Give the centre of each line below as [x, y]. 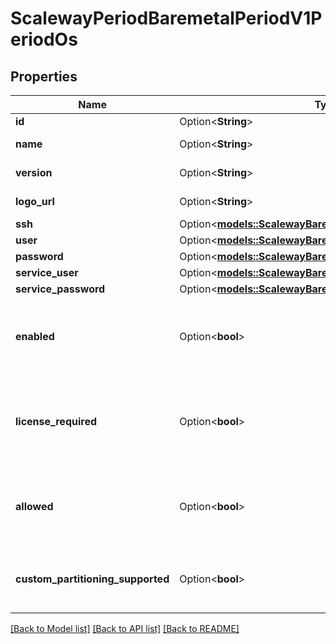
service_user [47, 272]
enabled [35, 336]
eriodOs [44, 39]
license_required [56, 421]
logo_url [35, 201]
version [34, 172]
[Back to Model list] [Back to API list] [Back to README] [125, 628]
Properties [44, 76]
